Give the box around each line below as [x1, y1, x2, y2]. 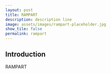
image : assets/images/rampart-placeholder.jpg [5, 21, 106, 27]
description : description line [5, 17, 72, 22]
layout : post [5, 7, 33, 13]
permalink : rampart [5, 31, 47, 36]
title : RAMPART [5, 12, 38, 17]
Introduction [5, 50, 46, 59]
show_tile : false [5, 27, 42, 32]
